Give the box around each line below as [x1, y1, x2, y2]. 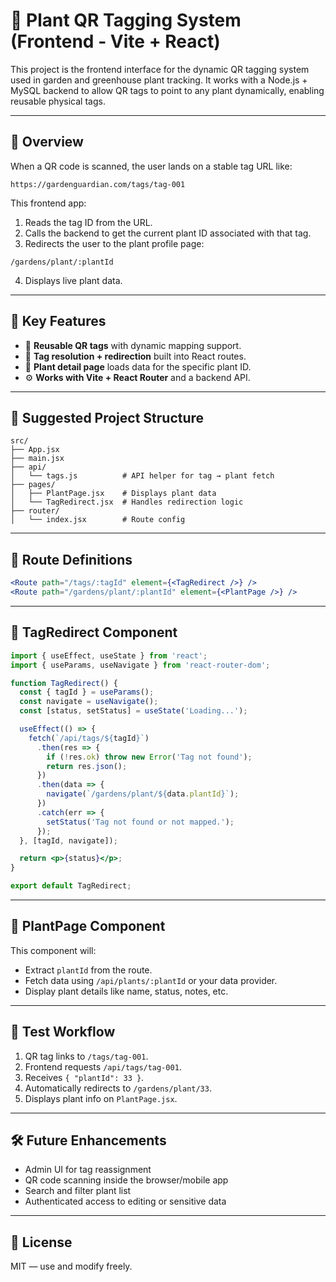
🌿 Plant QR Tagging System [10, 9, 242, 32]
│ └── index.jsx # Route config [10, 515, 186, 525]
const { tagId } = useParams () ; [19, 687, 155, 698]
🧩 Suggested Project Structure [10, 409, 205, 426]
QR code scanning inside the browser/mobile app [24, 1174, 229, 1186]
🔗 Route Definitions [10, 551, 133, 568]
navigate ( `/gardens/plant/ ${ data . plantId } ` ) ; [46, 789, 240, 799]
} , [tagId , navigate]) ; [19, 835, 118, 846]
